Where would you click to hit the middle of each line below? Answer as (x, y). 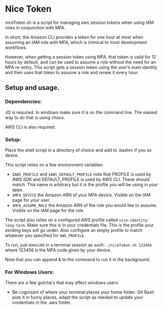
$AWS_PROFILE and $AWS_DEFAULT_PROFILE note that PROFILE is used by (82, 174)
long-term (15, 225)
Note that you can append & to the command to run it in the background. (78, 259)
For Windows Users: (30, 272)
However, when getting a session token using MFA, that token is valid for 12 (81, 57)
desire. (12, 155)
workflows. (16, 47)
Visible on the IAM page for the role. (48, 210)
